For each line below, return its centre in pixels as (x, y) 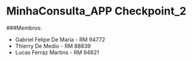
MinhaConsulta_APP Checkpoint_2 (96, 11)
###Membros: (24, 28)
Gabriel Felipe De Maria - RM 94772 (60, 39)
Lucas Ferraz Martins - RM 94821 (57, 52)
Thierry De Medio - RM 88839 (53, 46)
